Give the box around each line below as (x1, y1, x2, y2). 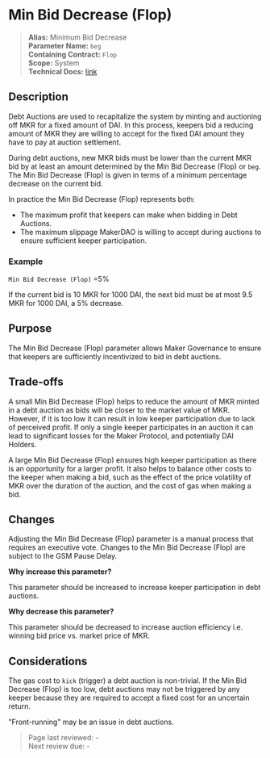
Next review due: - (27, 741, 90, 752)
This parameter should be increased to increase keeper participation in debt (8, 583, 261, 593)
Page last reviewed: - (27, 733, 99, 743)
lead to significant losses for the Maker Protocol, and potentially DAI (8, 430, 234, 441)
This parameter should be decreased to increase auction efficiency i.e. (8, 622, 243, 632)
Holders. (8, 439, 37, 449)
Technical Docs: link (27, 66, 98, 76)
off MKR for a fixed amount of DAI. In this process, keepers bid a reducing (8, 119, 254, 130)
